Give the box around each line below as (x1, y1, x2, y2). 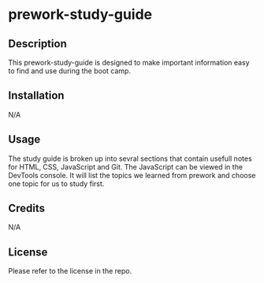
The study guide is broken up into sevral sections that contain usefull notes (8, 154, 252, 163)
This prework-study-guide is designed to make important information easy (8, 58, 250, 67)
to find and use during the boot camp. (8, 66, 132, 76)
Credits (8, 202, 46, 215)
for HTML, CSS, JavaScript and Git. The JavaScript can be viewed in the (8, 162, 243, 171)
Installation (8, 89, 65, 102)
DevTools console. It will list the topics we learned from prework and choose (8, 170, 256, 180)
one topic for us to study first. (8, 179, 105, 188)
